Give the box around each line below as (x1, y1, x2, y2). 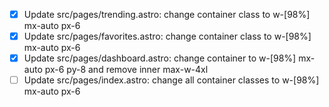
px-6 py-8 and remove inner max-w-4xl (44, 64, 209, 76)
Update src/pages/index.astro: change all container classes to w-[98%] (23, 74, 320, 86)
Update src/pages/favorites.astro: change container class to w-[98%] (23, 30, 312, 43)
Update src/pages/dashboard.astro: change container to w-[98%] (23, 52, 297, 64)
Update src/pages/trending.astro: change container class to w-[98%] (23, 9, 311, 20)
